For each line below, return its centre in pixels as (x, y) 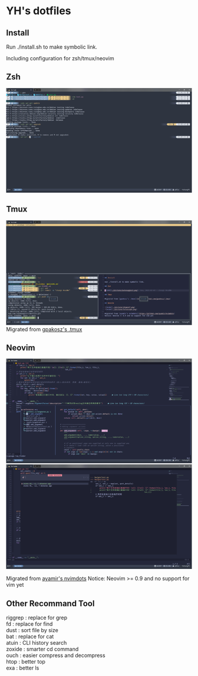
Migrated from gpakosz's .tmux (44, 329)
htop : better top (26, 662)
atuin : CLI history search (37, 643)
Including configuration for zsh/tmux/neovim (60, 58)
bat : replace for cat (30, 636)
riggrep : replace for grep (37, 618)
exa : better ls (23, 668)
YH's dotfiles (39, 11)
